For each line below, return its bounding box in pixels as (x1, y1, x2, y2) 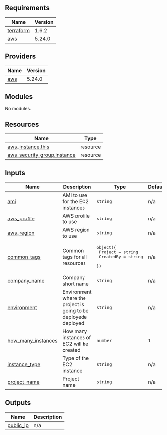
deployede (62, 314, 87, 321)
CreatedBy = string (99, 254, 143, 260)
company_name (7, 277, 45, 284)
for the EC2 (62, 198, 89, 205)
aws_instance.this (7, 143, 50, 150)
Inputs (5, 168, 26, 177)
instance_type (7, 361, 41, 368)
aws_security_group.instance (7, 152, 76, 159)
